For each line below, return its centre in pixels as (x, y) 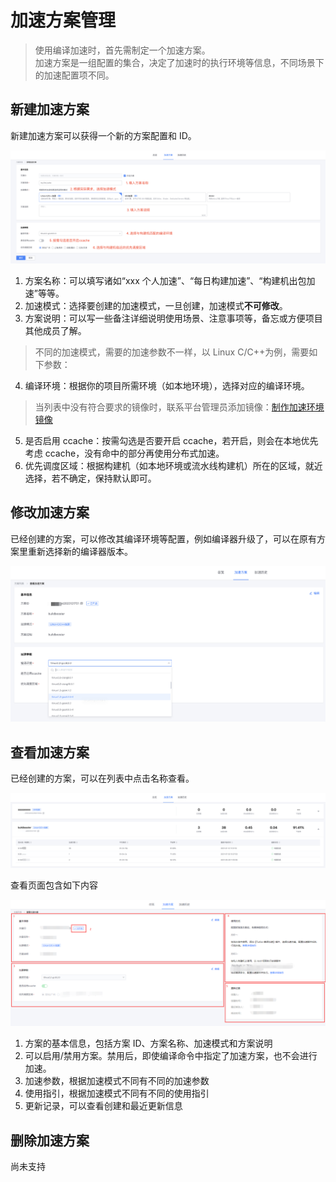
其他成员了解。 (55, 330)
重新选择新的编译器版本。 (80, 551)
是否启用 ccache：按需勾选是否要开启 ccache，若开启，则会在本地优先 (171, 440)
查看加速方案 (50, 752)
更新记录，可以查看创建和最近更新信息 (103, 1106)
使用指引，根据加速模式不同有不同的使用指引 (117, 1093)
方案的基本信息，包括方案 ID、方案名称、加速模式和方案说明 (148, 1043)
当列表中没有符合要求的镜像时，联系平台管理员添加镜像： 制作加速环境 (179, 407)
